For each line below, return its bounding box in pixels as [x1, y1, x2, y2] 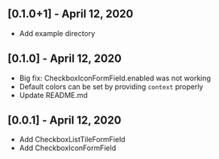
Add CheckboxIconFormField [19, 143, 117, 153]
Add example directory [19, 28, 96, 38]
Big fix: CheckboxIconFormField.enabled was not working [19, 73, 211, 83]
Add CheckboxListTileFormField [19, 135, 126, 145]
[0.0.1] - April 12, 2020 [7, 113, 122, 128]
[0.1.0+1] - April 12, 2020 [7, 7, 134, 21]
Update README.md [19, 90, 88, 100]
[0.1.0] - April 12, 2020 [7, 52, 122, 66]
